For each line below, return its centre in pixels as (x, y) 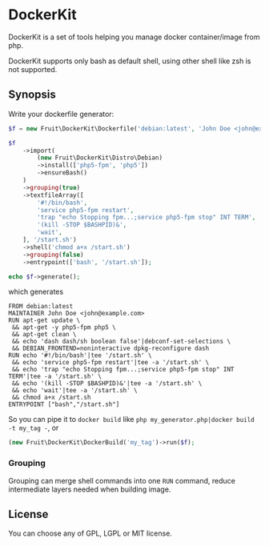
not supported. (33, 69)
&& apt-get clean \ (44, 335)
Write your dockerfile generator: (61, 114)
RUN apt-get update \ (44, 321)
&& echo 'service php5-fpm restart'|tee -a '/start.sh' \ (110, 363)
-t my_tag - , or (34, 428)
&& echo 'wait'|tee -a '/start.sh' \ (74, 391)
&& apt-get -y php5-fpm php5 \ (64, 327)
